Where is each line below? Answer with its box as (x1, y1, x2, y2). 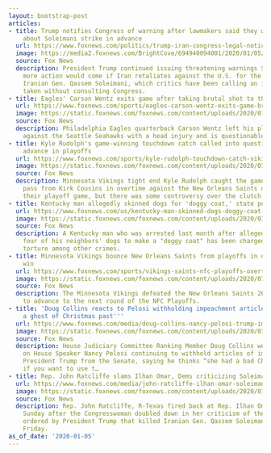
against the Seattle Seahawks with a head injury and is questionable (23, 132, 265, 140)
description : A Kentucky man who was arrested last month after (15, 229, 236, 238)
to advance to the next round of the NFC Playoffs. (23, 297, 200, 305)
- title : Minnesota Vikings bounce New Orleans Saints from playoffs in (8, 252, 258, 260)
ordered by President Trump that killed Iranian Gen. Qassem (23, 417, 232, 426)
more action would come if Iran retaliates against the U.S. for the (23, 72, 262, 80)
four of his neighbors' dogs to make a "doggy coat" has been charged (23, 237, 265, 245)
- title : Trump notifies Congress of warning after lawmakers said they (8, 27, 258, 35)
